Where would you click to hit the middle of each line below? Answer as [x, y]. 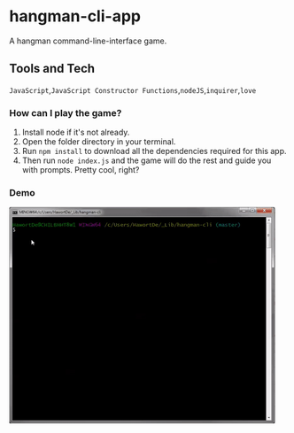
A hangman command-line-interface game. [88, 41]
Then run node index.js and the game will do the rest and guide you [147, 160]
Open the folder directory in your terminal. [99, 142]
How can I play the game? [66, 112]
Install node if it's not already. [76, 132]
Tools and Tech [52, 69]
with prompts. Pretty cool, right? [81, 170]
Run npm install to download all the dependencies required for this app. [154, 151]
